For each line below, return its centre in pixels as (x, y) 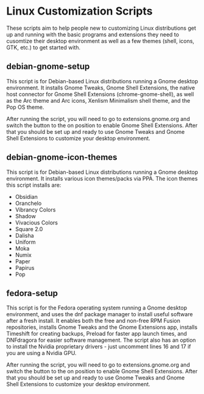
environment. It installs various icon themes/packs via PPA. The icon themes (102, 178)
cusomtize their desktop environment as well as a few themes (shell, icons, (100, 41)
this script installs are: (34, 185)
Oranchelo (28, 203)
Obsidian (26, 196)
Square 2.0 (29, 229)
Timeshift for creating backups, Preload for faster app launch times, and (97, 334)
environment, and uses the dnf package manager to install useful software (100, 314)
